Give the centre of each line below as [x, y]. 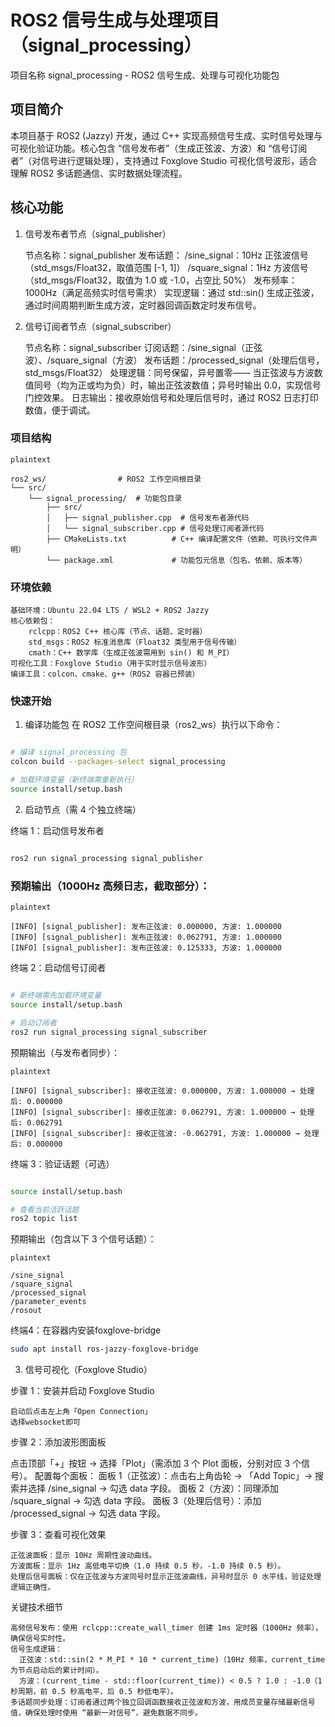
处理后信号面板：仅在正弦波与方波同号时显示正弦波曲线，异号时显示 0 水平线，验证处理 [166, 1577]
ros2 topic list [44, 1219]
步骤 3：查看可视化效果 [58, 1535]
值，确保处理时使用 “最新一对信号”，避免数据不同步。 [106, 1713]
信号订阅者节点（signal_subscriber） [100, 326]
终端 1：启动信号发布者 [57, 830]
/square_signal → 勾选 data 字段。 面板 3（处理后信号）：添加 [136, 1501]
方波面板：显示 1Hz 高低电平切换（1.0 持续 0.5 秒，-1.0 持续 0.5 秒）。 [148, 1566]
